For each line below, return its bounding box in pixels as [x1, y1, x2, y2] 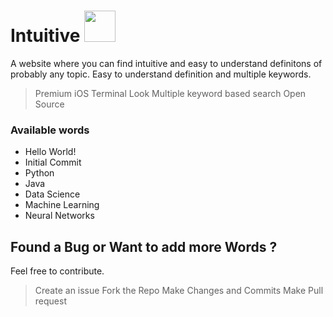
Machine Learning [24, 199, 100, 211]
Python [24, 167, 55, 179]
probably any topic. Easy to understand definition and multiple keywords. [10, 68, 312, 80]
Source [34, 98, 65, 110]
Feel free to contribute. [10, 265, 105, 277]
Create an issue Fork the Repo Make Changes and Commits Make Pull [34, 285, 324, 297]
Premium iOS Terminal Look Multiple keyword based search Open [34, 87, 307, 99]
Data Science [24, 188, 81, 200]
